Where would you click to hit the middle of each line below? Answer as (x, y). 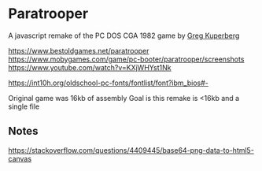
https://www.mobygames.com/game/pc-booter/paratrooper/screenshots (126, 59)
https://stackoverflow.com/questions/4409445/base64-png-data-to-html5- (131, 150)
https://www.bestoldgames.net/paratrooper (79, 50)
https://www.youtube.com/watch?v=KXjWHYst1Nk (90, 67)
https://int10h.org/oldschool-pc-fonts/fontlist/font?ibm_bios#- (108, 83)
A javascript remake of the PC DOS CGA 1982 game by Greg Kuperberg (124, 35)
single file (24, 106)
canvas (20, 158)
